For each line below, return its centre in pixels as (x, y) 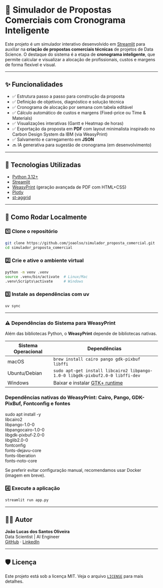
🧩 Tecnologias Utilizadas (43, 165)
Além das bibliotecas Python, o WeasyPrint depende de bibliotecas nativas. (81, 334)
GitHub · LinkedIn (22, 542)
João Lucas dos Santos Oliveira (37, 531)
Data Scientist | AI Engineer (32, 536)
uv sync (13, 306)
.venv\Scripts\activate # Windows (44, 281)
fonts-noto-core (21, 461)
